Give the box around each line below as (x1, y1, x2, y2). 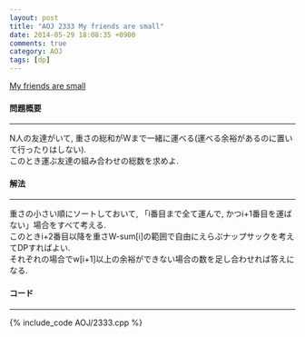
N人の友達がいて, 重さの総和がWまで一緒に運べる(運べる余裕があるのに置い (9, 133, 293, 144)
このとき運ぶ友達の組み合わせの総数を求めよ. (9, 155, 180, 166)
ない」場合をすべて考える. (9, 220, 107, 231)
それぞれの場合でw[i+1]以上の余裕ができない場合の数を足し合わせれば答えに (9, 253, 295, 264)
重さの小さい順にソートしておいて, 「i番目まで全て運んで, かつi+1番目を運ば (9, 208, 292, 219)
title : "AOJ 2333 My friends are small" (9, 22, 165, 31)
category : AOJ (9, 47, 64, 56)
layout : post (9, 13, 59, 23)
